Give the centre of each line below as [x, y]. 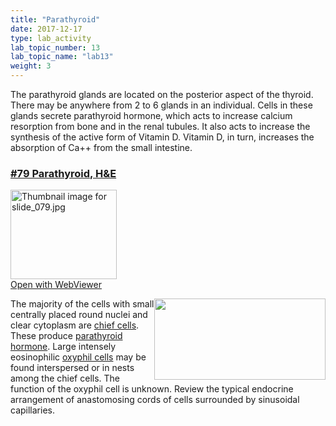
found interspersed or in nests [72, 368]
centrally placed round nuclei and [79, 315]
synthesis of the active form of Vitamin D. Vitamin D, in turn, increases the [162, 137]
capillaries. [32, 410]
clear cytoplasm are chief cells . [75, 325]
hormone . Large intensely [63, 347]
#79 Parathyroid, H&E [63, 173]
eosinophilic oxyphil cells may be [78, 357]
